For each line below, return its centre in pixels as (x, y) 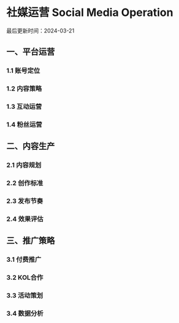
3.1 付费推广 (24, 259)
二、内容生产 (31, 147)
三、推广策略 (31, 241)
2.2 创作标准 (25, 183)
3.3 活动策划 (25, 295)
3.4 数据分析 (25, 314)
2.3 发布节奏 (25, 201)
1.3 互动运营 (24, 106)
